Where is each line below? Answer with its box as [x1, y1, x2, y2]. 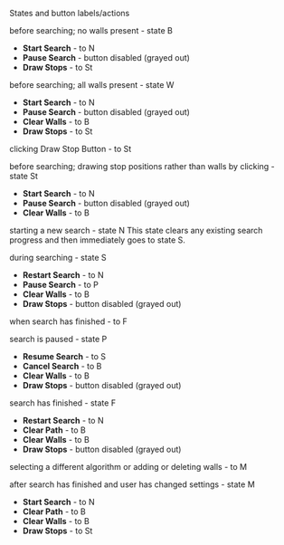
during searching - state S [9, 253, 107, 263]
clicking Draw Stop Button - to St [9, 144, 132, 154]
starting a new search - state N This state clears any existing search [9, 225, 263, 235]
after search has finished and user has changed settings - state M [9, 479, 255, 490]
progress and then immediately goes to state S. [9, 234, 185, 245]
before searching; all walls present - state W [9, 80, 175, 90]
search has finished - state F [9, 397, 116, 408]
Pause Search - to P [22, 280, 99, 290]
